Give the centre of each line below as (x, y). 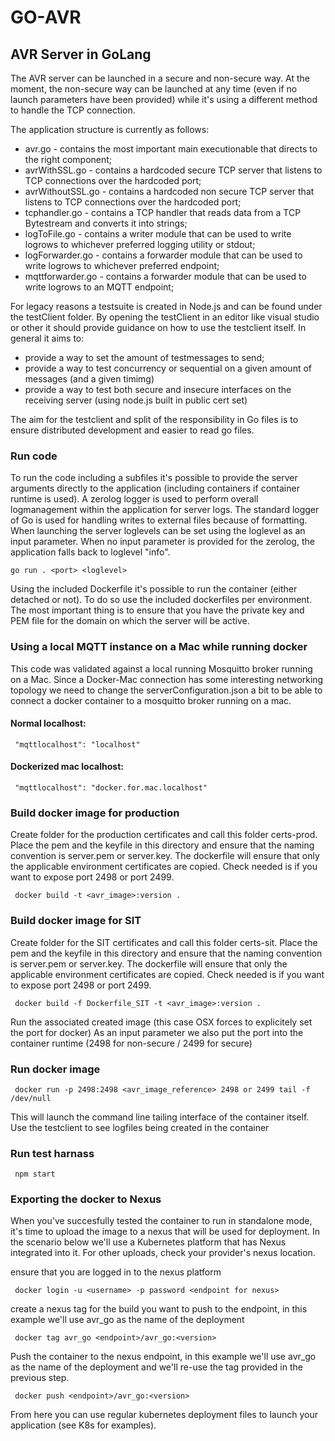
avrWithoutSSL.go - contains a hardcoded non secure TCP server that (169, 191)
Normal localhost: (48, 723)
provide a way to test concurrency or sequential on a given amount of (168, 368)
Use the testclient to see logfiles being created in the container (140, 1127)
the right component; (68, 159)
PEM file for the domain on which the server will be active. (130, 621)
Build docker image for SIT (76, 921)
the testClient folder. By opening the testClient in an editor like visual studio (165, 317)
